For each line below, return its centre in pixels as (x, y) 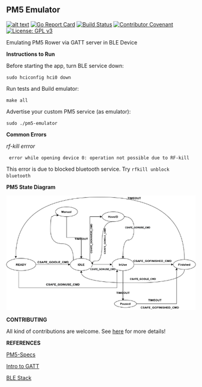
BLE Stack (19, 377)
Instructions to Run (31, 54)
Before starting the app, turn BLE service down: (65, 66)
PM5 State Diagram (31, 187)
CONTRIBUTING (27, 319)
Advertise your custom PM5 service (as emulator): (69, 111)
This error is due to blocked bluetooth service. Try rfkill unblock (88, 169)
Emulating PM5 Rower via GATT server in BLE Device (72, 42)
